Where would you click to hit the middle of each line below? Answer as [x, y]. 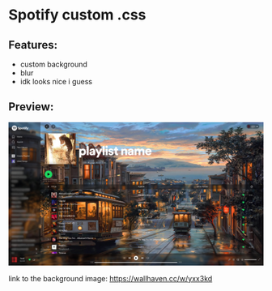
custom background [53, 64]
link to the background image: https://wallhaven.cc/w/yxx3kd [110, 278]
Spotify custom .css [77, 15]
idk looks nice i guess [56, 81]
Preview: [31, 107]
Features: [33, 45]
